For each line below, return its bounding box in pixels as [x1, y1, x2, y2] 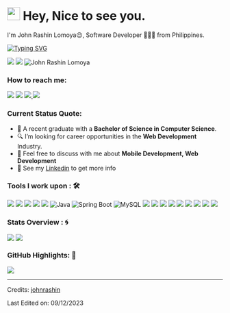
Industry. [16, 142, 42, 150]
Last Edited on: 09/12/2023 [7, 299, 84, 307]
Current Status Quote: [7, 109, 82, 118]
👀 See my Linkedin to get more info [16, 164, 116, 172]
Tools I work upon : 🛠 [7, 181, 80, 191]
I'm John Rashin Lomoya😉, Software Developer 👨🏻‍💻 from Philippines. [7, 31, 205, 39]
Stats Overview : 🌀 [7, 217, 68, 227]
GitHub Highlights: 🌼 [7, 251, 77, 260]
